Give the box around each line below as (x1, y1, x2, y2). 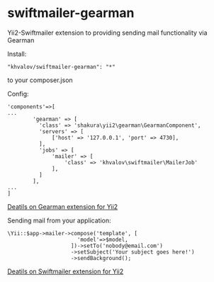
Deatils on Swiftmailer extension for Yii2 (7, 267, 124, 276)
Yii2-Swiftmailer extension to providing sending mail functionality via (7, 28, 208, 37)
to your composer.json (7, 76, 73, 84)
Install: (7, 50, 27, 58)
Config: (7, 89, 30, 98)
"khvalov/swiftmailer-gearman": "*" (7, 63, 116, 70)
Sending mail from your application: (7, 216, 111, 225)
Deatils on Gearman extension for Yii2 (7, 202, 118, 210)
